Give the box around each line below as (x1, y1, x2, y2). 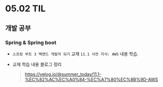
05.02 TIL (5, 3, 46, 14)
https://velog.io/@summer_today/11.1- (24, 71, 102, 77)
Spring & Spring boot (5, 39, 57, 46)
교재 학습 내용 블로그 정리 (12, 61, 62, 67)
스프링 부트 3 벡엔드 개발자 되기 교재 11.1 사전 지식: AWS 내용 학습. (12, 50, 139, 57)
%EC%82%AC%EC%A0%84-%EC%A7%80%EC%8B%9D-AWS (24, 76, 158, 82)
